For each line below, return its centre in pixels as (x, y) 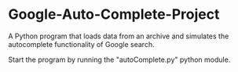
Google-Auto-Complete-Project (114, 14)
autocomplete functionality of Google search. (81, 44)
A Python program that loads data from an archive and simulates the (119, 36)
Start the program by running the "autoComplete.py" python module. (119, 59)
